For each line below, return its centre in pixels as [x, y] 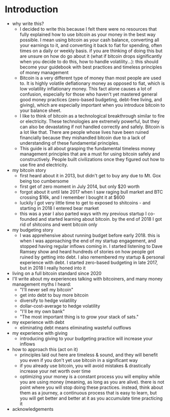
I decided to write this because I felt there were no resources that [88, 29]
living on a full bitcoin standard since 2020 [57, 273]
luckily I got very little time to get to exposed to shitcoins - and [85, 202]
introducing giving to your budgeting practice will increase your [86, 338]
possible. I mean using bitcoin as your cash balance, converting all [90, 40]
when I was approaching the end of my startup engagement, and [88, 241]
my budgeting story [33, 230]
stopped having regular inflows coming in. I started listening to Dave [91, 246]
